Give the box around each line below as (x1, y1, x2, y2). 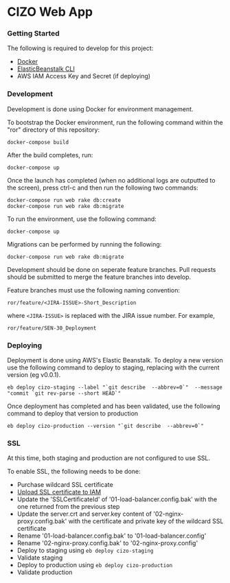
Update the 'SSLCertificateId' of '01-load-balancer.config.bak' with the (16, 495, 218, 503)
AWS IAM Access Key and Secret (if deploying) (16, 72, 151, 80)
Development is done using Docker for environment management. (7, 104, 194, 113)
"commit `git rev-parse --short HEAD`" (7, 390, 122, 397)
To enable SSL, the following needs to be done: (7, 468, 141, 476)
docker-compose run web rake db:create (7, 196, 122, 203)
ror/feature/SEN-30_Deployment (7, 324, 97, 332)
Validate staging (16, 553, 63, 562)
